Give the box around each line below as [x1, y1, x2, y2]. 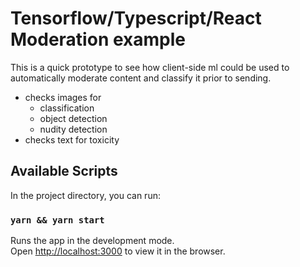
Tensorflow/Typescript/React [10, 7, 262, 30]
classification [39, 102, 95, 114]
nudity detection [39, 123, 108, 135]
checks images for [24, 91, 102, 103]
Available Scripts [10, 163, 118, 180]
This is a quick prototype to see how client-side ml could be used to [10, 61, 290, 73]
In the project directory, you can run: [10, 189, 161, 201]
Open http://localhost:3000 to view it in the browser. [10, 245, 226, 257]
